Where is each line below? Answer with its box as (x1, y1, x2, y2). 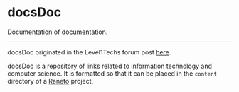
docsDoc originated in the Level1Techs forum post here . (7, 47, 171, 57)
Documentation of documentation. (7, 28, 108, 36)
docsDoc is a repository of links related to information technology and (7, 62, 212, 70)
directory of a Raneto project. (7, 76, 94, 85)
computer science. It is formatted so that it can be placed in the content (7, 69, 218, 78)
